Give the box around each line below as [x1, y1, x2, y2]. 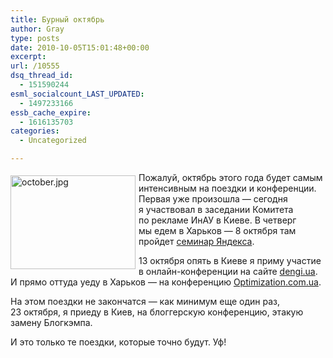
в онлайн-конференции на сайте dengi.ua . [138, 266, 318, 277]
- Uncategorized [19, 136, 87, 146]
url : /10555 [10, 61, 60, 71]
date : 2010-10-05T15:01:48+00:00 [10, 42, 150, 53]
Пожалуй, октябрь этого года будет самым [138, 172, 323, 183]
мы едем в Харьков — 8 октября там [138, 225, 297, 236]
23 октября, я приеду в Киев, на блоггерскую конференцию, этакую [10, 306, 304, 318]
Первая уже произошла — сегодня [138, 193, 288, 205]
